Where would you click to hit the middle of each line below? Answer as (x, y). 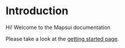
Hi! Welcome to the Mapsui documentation (58, 27)
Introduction (37, 11)
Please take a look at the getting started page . (62, 39)
